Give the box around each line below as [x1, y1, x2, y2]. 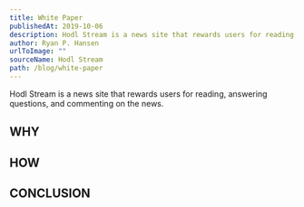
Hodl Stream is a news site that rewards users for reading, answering [9, 88, 268, 99]
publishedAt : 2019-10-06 [9, 22, 103, 31]
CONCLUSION [9, 186, 91, 202]
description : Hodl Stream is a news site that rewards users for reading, [9, 30, 299, 39]
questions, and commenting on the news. [9, 98, 164, 108]
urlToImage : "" [9, 47, 67, 56]
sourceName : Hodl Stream [9, 55, 103, 64]
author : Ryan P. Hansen [9, 38, 100, 48]
